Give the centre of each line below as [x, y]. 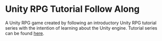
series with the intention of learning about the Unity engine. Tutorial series [81, 28]
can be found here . [25, 33]
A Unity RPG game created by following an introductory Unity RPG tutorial [81, 23]
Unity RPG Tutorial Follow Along [72, 9]
